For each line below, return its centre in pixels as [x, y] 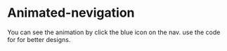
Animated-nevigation [71, 13]
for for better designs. [39, 39]
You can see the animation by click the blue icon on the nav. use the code [114, 32]
